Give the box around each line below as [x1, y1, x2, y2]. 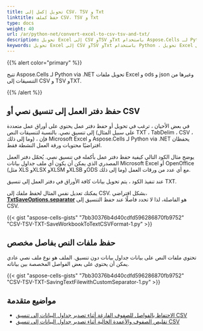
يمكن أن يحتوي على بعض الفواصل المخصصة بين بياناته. [7, 260, 130, 267]
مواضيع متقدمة [7, 295, 56, 306]
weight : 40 [7, 25, 34, 32]
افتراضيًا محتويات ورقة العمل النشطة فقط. [7, 141, 102, 148]
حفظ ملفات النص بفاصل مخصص [7, 238, 116, 248]
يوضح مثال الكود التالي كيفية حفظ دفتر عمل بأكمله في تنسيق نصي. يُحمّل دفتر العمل [7, 153, 195, 160]
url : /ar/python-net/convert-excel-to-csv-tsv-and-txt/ [7, 31, 150, 37]
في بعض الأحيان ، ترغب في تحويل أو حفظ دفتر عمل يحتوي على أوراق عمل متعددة [7, 122, 190, 130]
